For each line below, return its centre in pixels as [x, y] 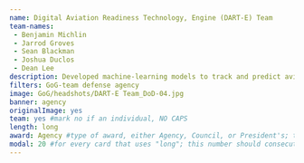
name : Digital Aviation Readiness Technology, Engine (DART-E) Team [141, 18]
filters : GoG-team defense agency [75, 85]
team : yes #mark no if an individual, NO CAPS [99, 119]
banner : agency [38, 102]
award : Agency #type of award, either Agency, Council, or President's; [149, 136]
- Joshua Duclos [44, 60]
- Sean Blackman [44, 52]
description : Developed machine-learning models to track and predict [145, 77]
